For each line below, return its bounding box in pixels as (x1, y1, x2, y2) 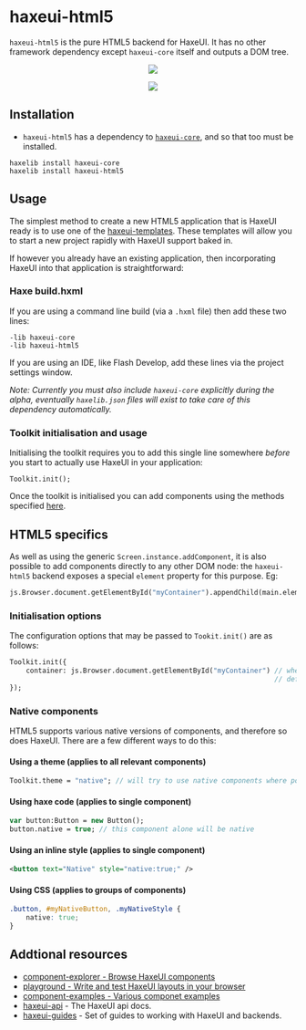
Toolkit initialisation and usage (9, 426, 148, 439)
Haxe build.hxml (9, 285, 84, 297)
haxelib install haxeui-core (9, 158, 120, 168)
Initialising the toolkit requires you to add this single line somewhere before (9, 447, 291, 458)
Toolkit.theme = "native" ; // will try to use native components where (9, 776, 287, 786)
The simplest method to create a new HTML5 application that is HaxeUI (9, 215, 278, 226)
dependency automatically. (9, 403, 112, 414)
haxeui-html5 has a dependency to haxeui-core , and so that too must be (22, 130, 294, 142)
